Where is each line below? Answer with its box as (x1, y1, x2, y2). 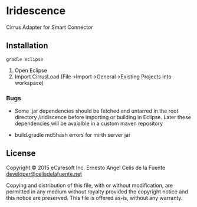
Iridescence (6, 4, 66, 18)
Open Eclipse (14, 67, 47, 74)
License (6, 149, 36, 159)
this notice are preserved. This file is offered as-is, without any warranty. (6, 194, 183, 201)
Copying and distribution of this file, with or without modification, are (6, 182, 173, 189)
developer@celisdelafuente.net (6, 170, 83, 178)
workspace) (14, 79, 44, 86)
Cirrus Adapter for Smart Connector (6, 24, 93, 31)
